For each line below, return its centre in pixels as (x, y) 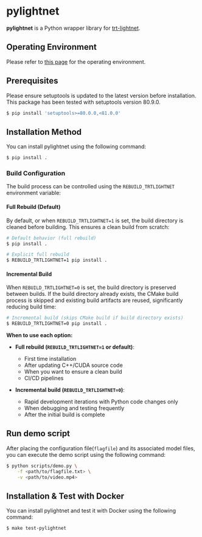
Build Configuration (36, 173)
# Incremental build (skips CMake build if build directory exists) (95, 318)
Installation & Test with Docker (65, 496)
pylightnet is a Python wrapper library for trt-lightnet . (73, 28)
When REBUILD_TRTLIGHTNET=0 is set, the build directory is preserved (91, 287)
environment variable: (33, 193)
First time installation (50, 359)
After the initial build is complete (64, 415)
